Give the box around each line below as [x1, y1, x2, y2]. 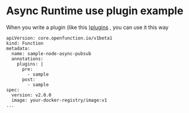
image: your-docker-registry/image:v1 [11, 97, 108, 103]
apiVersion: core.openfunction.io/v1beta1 [6, 35, 113, 41]
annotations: [11, 56, 44, 62]
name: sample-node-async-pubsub [11, 50, 92, 57]
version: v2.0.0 [11, 92, 52, 98]
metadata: [6, 46, 31, 51]
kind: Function [6, 40, 44, 46]
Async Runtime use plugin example [6, 4, 184, 18]
